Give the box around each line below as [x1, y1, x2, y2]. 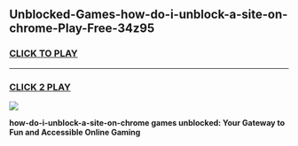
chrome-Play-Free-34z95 [9, 21, 155, 36]
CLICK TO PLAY [9, 48, 78, 60]
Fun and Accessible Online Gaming [9, 127, 141, 137]
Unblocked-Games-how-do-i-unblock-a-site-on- [9, 7, 288, 22]
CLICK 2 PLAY [9, 81, 71, 93]
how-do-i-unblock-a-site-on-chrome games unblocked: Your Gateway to [9, 117, 286, 127]
